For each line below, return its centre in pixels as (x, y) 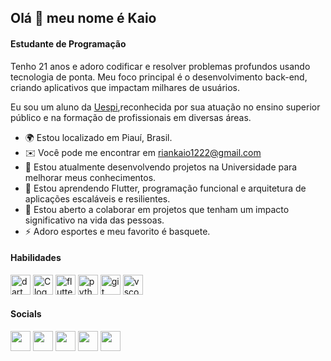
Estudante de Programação (68, 43)
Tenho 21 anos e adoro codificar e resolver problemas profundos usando (160, 66)
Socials (26, 314)
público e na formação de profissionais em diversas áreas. (131, 117)
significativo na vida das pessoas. (94, 220)
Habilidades (36, 258)
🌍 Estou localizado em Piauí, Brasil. (98, 137)
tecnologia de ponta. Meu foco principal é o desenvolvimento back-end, (159, 77)
